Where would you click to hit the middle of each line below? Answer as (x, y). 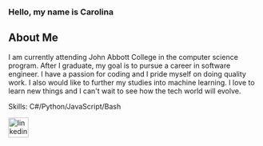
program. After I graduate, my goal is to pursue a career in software (120, 65)
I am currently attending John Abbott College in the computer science (123, 57)
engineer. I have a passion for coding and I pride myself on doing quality (127, 73)
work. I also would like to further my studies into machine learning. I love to (131, 82)
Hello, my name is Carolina (61, 12)
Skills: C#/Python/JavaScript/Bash (65, 106)
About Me (33, 38)
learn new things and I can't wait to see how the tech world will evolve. (125, 91)
